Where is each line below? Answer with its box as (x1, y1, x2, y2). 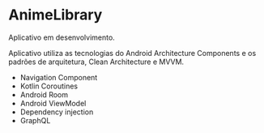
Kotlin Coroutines (19, 81, 79, 91)
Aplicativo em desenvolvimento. (8, 32, 115, 42)
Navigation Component (19, 72, 98, 82)
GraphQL (19, 115, 51, 125)
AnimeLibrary (8, 6, 103, 24)
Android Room (19, 89, 69, 99)
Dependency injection (19, 107, 94, 117)
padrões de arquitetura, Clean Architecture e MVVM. (8, 57, 185, 66)
